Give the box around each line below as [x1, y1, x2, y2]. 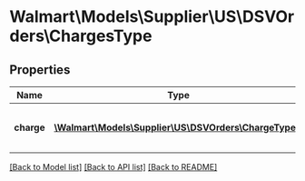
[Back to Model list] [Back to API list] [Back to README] [9, 162, 218, 172]
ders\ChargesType [9, 25, 152, 46]
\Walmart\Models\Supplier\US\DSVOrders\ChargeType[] [54, 121, 303, 134]
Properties [9, 62, 71, 77]
